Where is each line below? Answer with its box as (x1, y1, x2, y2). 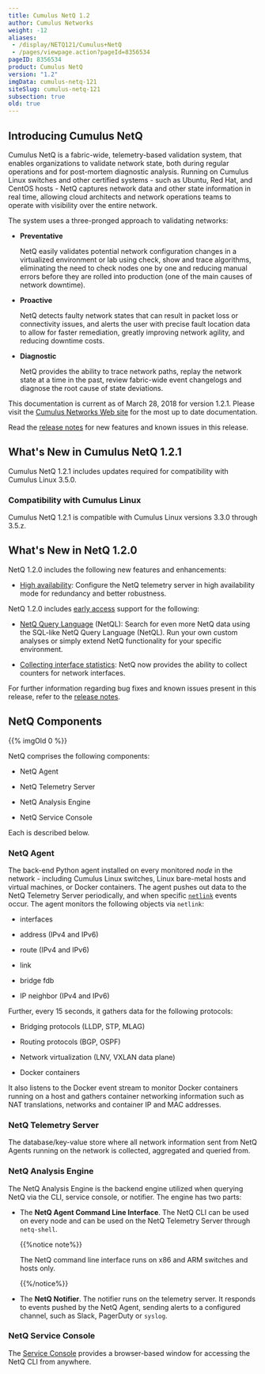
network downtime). (19, 280, 85, 290)
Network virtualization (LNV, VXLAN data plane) (19, 1052, 176, 1062)
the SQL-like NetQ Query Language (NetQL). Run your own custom (19, 627, 238, 637)
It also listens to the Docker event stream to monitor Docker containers (8, 1083, 239, 1092)
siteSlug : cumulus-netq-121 (8, 85, 101, 93)
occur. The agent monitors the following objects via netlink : (8, 899, 204, 908)
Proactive (19, 295, 53, 305)
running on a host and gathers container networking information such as (8, 1091, 244, 1100)
